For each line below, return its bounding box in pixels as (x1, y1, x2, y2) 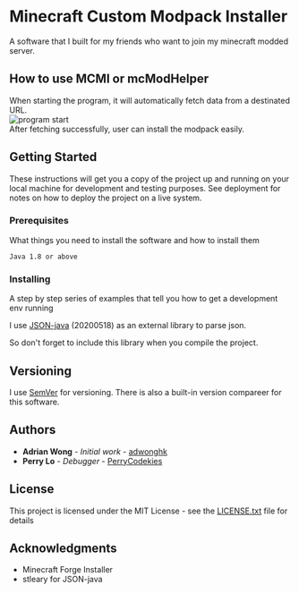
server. (9, 45, 36, 55)
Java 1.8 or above (9, 252, 78, 261)
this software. (9, 396, 60, 407)
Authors (9, 422, 56, 437)
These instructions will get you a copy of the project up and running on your (9, 173, 289, 184)
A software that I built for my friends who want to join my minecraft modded (9, 36, 289, 47)
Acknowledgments (9, 540, 118, 555)
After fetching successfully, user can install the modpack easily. (9, 123, 244, 134)
